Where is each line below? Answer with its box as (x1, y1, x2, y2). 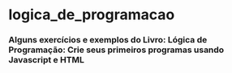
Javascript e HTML (8, 55, 85, 66)
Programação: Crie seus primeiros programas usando (8, 44, 225, 55)
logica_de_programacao (8, 6, 175, 24)
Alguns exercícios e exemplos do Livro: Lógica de (8, 34, 208, 46)
